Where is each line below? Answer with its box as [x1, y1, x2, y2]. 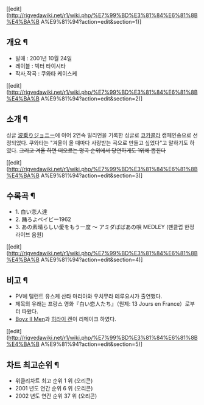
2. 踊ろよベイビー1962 [15, 216, 71, 223]
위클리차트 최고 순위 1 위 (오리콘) [15, 377, 93, 384]
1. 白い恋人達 [15, 208, 47, 216]
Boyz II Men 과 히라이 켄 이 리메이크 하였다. [15, 315, 117, 323]
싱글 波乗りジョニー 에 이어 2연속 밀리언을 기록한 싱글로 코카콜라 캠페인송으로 [6, 131, 192, 139]
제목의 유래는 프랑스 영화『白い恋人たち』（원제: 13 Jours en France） [15, 300, 186, 308]
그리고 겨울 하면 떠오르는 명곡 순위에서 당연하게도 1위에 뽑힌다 [19, 146, 166, 154]
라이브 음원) [15, 231, 44, 238]
